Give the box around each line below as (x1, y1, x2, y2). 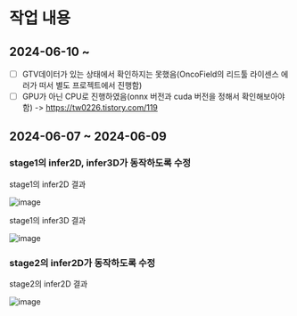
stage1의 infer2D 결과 (9, 179, 87, 190)
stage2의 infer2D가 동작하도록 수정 (9, 256, 156, 269)
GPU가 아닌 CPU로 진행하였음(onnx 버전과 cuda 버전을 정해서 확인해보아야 (21, 91, 285, 102)
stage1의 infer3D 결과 (9, 215, 87, 225)
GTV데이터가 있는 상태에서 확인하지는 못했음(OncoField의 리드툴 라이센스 (21, 69, 279, 79)
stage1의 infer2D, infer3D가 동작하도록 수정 (9, 157, 192, 169)
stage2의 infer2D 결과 (9, 279, 88, 289)
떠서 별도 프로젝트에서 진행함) (38, 80, 143, 91)
